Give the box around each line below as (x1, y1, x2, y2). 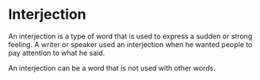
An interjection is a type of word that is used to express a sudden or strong (8, 31, 253, 41)
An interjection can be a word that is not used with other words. (8, 63, 216, 72)
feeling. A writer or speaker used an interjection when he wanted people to (8, 39, 253, 49)
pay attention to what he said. (8, 48, 105, 57)
